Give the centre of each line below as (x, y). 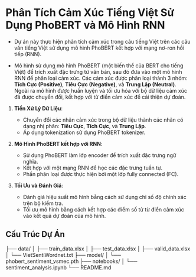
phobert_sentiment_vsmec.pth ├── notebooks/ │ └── (71, 261)
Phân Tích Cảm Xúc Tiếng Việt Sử (90, 13)
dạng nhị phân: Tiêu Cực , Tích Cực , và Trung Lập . (84, 126)
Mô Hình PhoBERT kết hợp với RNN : (58, 144)
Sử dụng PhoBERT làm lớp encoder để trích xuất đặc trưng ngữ (99, 155)
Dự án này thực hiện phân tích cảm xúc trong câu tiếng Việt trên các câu (102, 41)
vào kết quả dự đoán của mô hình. (64, 216)
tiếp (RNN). (28, 54)
